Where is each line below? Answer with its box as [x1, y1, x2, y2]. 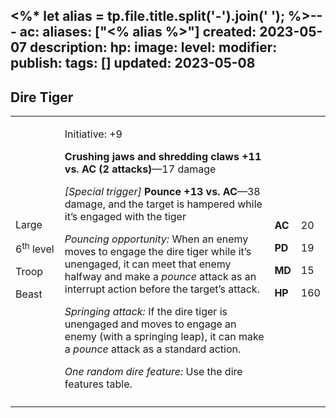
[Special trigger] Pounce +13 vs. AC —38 [64, 185, 261, 199]
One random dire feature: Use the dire [64, 365, 243, 379]
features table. [64, 377, 133, 391]
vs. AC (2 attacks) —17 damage [64, 162, 217, 176]
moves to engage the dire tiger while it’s [64, 245, 252, 259]
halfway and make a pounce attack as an [64, 270, 257, 284]
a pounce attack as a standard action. [64, 342, 242, 356]
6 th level [15, 240, 55, 256]
